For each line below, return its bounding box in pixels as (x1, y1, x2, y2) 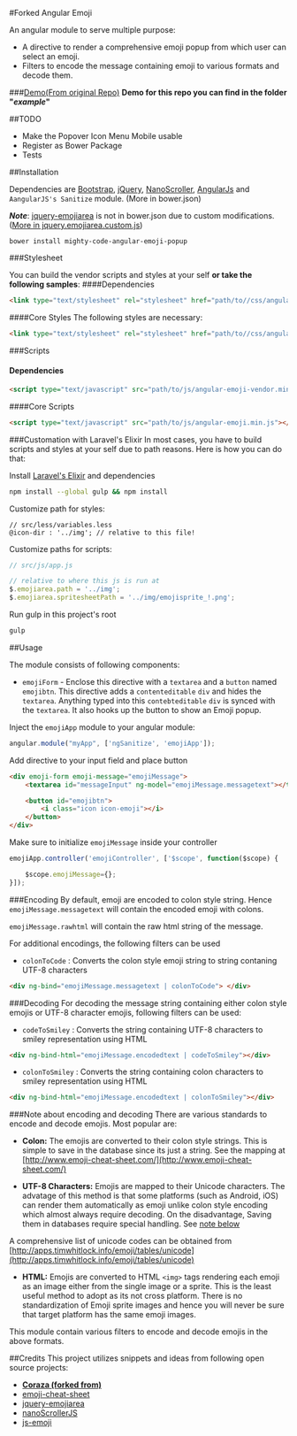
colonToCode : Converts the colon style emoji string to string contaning (21, 955, 278, 965)
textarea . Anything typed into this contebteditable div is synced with (21, 695, 276, 706)
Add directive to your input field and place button (9, 755, 188, 765)
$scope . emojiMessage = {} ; (25, 870, 117, 879)
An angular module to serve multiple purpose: (9, 25, 176, 35)
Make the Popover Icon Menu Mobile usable (21, 131, 183, 141)
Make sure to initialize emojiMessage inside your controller (9, 837, 218, 848)
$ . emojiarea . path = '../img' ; (9, 585, 121, 594)
